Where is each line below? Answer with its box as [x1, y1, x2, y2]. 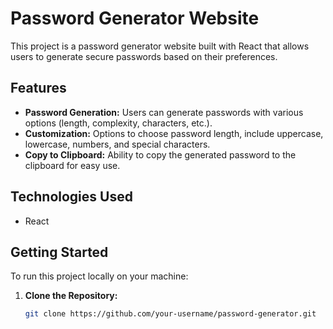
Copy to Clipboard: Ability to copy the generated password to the [24, 148, 297, 161]
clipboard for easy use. [24, 159, 121, 171]
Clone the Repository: [24, 290, 118, 302]
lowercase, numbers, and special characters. [24, 138, 211, 150]
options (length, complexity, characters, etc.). [24, 117, 213, 129]
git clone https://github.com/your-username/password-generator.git [24, 309, 317, 319]
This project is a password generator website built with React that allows [10, 40, 310, 52]
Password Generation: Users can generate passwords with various [24, 106, 304, 118]
